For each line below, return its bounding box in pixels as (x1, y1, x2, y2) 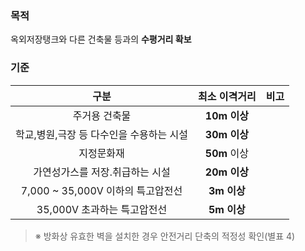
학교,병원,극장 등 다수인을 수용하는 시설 (15, 127, 189, 141)
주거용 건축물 (72, 108, 132, 122)
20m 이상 (204, 165, 249, 179)
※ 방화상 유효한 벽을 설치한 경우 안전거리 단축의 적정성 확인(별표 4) (34, 230, 296, 242)
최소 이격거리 (198, 89, 257, 103)
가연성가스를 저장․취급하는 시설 (33, 165, 171, 179)
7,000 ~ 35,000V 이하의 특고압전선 (20, 183, 183, 197)
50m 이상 (204, 146, 249, 160)
